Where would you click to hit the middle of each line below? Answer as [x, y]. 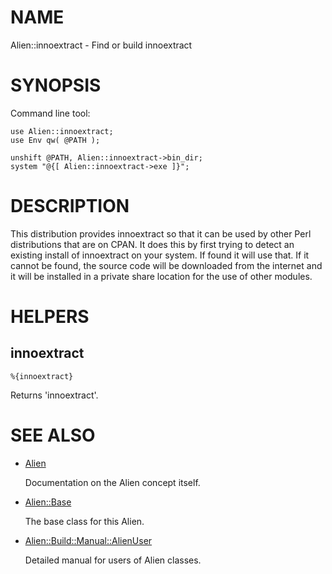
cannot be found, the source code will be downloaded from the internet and [166, 265]
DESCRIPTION [70, 206]
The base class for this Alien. [84, 521]
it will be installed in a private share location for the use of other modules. [161, 276]
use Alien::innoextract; [62, 131]
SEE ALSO [53, 435]
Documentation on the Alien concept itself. [112, 482]
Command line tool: [50, 113]
